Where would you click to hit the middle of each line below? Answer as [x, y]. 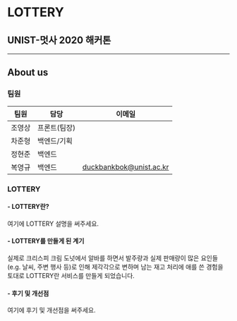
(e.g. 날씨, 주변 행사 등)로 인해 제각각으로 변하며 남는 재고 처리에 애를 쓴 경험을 [115, 267]
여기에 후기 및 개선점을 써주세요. [52, 310]
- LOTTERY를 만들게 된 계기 [46, 241]
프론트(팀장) [57, 128]
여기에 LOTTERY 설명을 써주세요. [53, 224]
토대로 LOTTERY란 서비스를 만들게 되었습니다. [71, 276]
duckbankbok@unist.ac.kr [126, 166]
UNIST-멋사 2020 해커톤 [59, 40]
